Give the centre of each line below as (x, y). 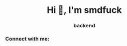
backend (84, 26)
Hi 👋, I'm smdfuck (84, 10)
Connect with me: (27, 39)
